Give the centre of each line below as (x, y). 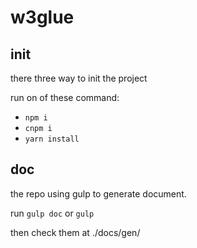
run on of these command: (65, 97)
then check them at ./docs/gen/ (75, 232)
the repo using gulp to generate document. (98, 193)
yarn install (52, 139)
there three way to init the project (79, 78)
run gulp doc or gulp (52, 213)
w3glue (42, 17)
